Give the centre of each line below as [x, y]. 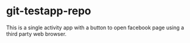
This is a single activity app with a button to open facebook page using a [95, 27]
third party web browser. [36, 33]
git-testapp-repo [49, 11]
